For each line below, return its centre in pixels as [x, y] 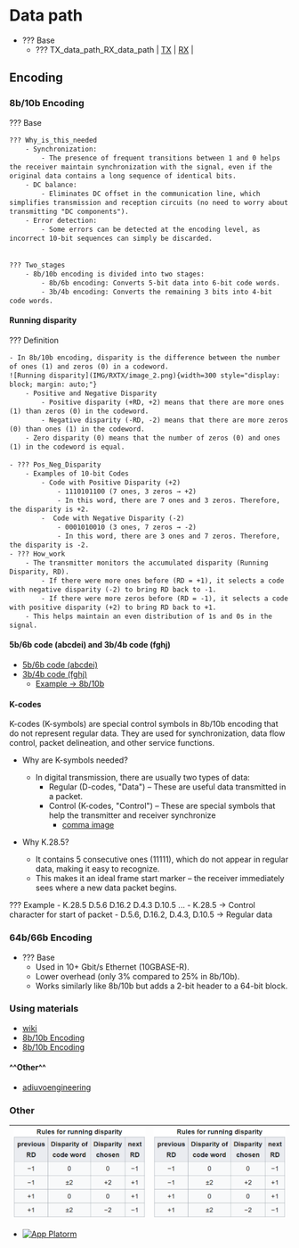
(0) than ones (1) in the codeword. [77, 429]
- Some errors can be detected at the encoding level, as [151, 229]
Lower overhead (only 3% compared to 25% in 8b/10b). [137, 976]
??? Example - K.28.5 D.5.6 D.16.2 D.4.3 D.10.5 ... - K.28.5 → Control [133, 905]
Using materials [44, 1009]
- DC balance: [51, 185]
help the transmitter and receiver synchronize [132, 815]
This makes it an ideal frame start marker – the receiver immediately [160, 879]
